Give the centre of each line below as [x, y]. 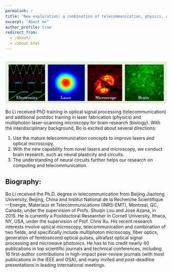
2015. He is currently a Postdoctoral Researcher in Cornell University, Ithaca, [86, 216]
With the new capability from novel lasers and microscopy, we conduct [88, 149]
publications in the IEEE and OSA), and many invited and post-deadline [80, 260]
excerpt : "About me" [27, 22]
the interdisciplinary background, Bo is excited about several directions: [81, 128]
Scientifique [150, 199]
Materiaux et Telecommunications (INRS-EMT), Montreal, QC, [93, 205]
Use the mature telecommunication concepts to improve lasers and [83, 138]
